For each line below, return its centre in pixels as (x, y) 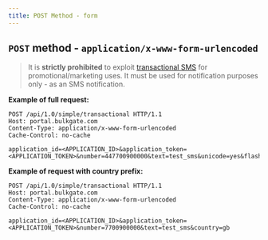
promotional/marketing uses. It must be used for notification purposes (143, 76)
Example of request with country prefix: (76, 171)
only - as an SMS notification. (76, 84)
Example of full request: (49, 100)
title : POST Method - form (53, 16)
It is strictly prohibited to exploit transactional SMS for (118, 67)
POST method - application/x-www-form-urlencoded (133, 48)
